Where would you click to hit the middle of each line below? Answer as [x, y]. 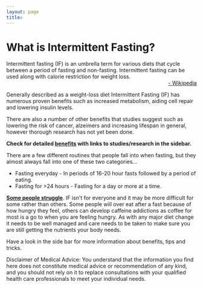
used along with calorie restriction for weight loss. [69, 77]
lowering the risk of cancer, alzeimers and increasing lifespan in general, [97, 126]
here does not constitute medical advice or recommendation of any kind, [97, 266]
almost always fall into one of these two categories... [72, 162]
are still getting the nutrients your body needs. [64, 230]
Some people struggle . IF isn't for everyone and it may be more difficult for [100, 198]
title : [14, 17]
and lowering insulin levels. [40, 108]
